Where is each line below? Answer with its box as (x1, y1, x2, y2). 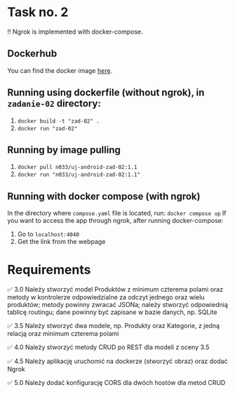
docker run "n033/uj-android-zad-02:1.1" (17, 171, 140, 179)
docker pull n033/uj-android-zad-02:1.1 (17, 164, 137, 171)
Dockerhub (7, 48, 58, 60)
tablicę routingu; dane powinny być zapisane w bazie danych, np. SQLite (7, 308, 217, 316)
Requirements (7, 262, 91, 278)
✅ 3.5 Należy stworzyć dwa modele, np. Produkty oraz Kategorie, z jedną (7, 322, 220, 330)
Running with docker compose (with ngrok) (7, 190, 201, 202)
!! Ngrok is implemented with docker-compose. (7, 27, 143, 36)
